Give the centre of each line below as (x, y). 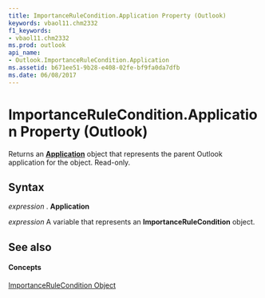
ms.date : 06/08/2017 (43, 75)
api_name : (25, 53)
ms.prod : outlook (37, 46)
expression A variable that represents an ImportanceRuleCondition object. (132, 222)
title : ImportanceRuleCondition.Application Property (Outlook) (117, 16)
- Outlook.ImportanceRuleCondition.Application (89, 61)
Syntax (26, 187)
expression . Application (49, 207)
